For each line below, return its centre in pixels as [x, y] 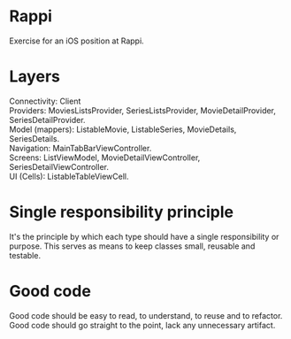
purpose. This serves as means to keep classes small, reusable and [132, 246]
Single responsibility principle [122, 212]
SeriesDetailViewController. [59, 166]
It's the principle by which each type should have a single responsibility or [144, 236]
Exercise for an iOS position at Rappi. [77, 41]
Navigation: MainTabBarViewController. [80, 148]
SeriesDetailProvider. [47, 119]
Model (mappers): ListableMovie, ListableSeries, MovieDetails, [123, 129]
